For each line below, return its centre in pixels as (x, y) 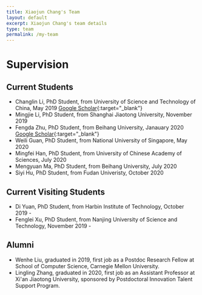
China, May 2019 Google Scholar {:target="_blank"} (79, 108)
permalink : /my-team (32, 35)
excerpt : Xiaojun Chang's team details (57, 23)
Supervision (38, 65)
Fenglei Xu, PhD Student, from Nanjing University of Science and (96, 219)
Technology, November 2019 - (53, 226)
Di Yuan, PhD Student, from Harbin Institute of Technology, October (99, 206)
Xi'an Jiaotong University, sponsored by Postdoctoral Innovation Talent (104, 279)
